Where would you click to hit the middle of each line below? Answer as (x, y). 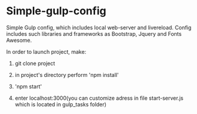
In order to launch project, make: (46, 51)
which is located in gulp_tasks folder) (61, 104)
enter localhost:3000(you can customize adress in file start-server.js (99, 98)
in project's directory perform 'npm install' (67, 75)
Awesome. (19, 40)
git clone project (35, 63)
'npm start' (28, 86)
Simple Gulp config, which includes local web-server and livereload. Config (99, 27)
